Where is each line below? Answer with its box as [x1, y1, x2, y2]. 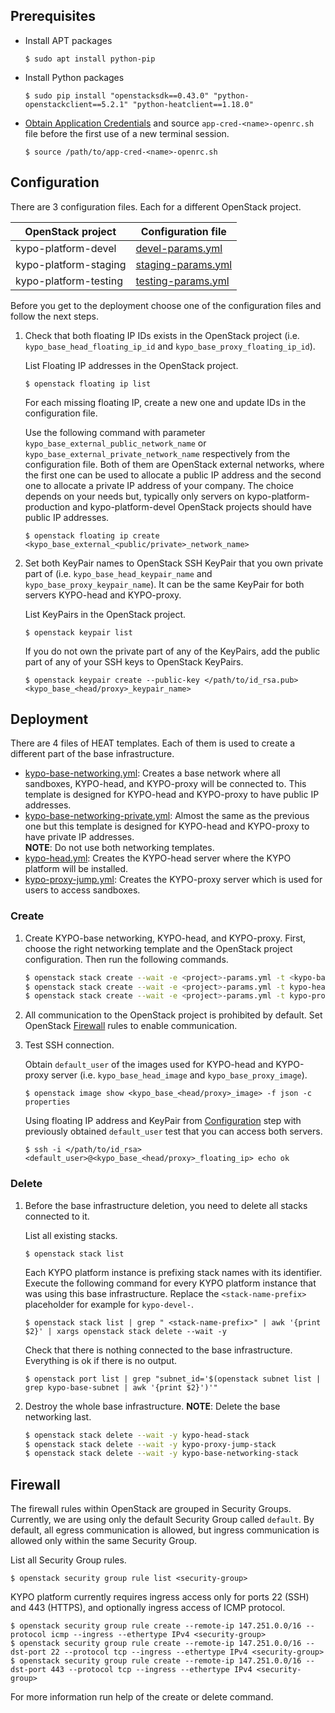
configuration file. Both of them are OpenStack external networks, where [24, 458, 325, 470]
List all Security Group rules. [10, 1554, 127, 1566]
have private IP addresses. [24, 831, 135, 843]
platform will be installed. [24, 863, 129, 875]
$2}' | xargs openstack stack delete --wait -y [24, 1326, 227, 1336]
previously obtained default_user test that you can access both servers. [24, 1125, 323, 1138]
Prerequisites [10, 8, 96, 25]
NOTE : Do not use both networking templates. [24, 842, 215, 854]
